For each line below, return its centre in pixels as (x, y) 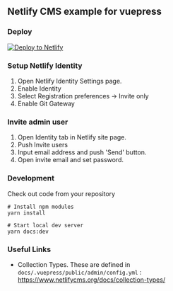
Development (31, 178)
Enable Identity (39, 89)
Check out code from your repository (61, 193)
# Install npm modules (41, 207)
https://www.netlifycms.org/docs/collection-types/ (91, 280)
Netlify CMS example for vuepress (85, 12)
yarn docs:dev (28, 232)
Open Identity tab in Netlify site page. (72, 137)
